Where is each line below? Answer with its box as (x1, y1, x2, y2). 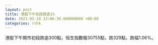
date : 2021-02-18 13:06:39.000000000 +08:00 (5, 16, 99, 21)
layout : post (5, 7, 32, 12)
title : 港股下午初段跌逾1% (5, 12, 55, 17)
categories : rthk (5, 21, 41, 26)
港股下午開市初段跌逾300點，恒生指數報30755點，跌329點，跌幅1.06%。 (5, 35, 156, 41)
